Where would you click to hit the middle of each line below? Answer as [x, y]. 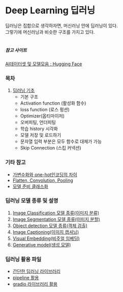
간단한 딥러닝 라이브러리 [37, 272]
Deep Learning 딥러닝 [50, 10]
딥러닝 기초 [24, 90]
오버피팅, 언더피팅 [38, 123]
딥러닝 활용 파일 [23, 259]
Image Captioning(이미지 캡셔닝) [46, 232]
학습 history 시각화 [39, 129]
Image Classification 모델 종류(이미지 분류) [56, 213]
